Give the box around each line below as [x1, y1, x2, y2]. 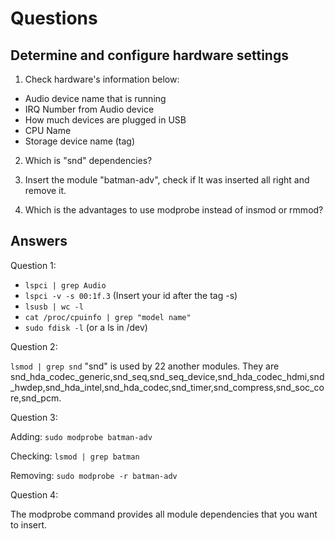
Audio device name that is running [24, 93, 167, 104]
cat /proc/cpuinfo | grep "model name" [24, 312, 192, 322]
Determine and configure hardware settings [10, 47, 289, 64]
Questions [10, 7, 98, 30]
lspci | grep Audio [24, 280, 107, 291]
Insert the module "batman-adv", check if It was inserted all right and [24, 174, 310, 186]
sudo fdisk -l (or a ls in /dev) [24, 321, 148, 333]
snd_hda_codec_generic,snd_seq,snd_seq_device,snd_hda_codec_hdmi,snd [10, 370, 325, 382]
